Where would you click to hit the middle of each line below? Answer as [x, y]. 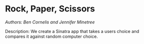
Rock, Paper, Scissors [50, 9]
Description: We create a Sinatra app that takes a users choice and [72, 31]
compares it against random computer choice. [51, 36]
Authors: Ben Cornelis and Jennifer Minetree [50, 22]
